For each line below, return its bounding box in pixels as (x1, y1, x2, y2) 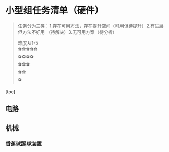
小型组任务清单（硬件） (5, 5, 104, 16)
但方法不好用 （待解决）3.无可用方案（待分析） (17, 29, 117, 35)
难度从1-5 (17, 39, 38, 46)
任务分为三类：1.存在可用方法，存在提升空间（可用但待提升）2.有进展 (17, 23, 164, 29)
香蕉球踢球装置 (5, 140, 42, 147)
